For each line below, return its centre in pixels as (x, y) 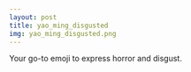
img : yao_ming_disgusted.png (63, 33)
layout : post (33, 17)
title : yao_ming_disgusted (59, 25)
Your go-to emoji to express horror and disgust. (96, 59)
